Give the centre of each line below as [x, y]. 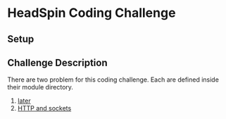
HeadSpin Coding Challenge [92, 13]
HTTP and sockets [44, 108]
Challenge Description [57, 62]
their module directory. [40, 87]
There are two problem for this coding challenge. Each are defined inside [113, 80]
